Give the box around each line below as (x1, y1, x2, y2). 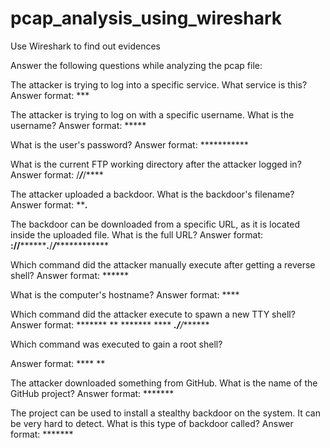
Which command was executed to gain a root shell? (10, 338, 223, 350)
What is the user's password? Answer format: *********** (10, 138, 249, 151)
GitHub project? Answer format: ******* (10, 387, 175, 399)
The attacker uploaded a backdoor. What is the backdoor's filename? (10, 188, 295, 200)
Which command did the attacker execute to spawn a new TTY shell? (10, 308, 296, 320)
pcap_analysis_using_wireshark (10, 7, 282, 30)
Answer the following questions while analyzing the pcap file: (10, 59, 263, 71)
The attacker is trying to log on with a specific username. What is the (10, 108, 295, 121)
